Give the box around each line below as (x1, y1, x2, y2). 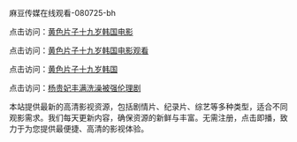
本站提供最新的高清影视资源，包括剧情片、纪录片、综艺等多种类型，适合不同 (9, 101, 288, 112)
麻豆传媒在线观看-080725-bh (9, 8, 117, 18)
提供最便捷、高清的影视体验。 (39, 123, 148, 134)
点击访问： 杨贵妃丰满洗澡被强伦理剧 (9, 83, 141, 93)
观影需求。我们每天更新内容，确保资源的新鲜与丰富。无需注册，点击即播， (9, 113, 280, 123)
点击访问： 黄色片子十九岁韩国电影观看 (9, 45, 148, 56)
